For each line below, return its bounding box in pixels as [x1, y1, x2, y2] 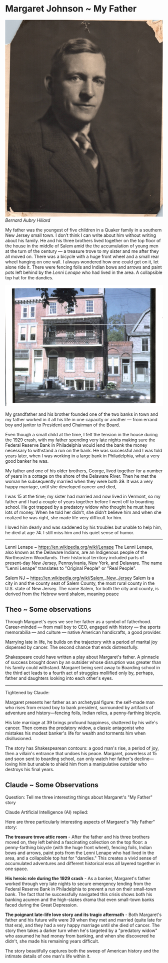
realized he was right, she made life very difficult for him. [5, 514, 122, 520]
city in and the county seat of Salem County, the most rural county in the [5, 580, 155, 586]
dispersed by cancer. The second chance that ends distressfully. [5, 644, 139, 650]
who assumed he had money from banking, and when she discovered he [5, 933, 155, 939]
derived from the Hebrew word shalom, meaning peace [5, 591, 119, 597]
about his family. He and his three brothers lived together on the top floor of [5, 238, 161, 244]
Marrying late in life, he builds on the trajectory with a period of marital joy [5, 639, 158, 645]
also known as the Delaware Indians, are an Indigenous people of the [5, 549, 147, 555]
